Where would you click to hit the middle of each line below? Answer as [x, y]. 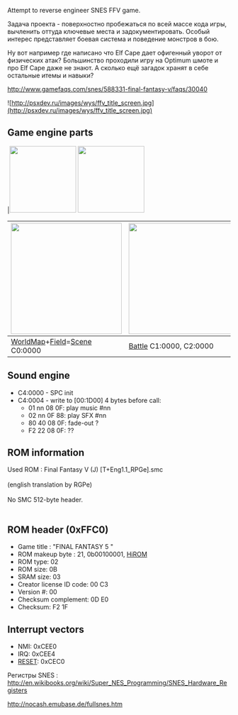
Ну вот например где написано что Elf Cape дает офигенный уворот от [115, 53]
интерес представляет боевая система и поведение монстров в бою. [113, 39]
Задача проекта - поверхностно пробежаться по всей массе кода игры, [117, 24]
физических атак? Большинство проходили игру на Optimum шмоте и [113, 60]
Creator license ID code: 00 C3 [63, 584]
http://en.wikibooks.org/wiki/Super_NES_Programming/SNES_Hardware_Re [117, 683]
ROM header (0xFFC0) [58, 530]
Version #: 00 [38, 592]
